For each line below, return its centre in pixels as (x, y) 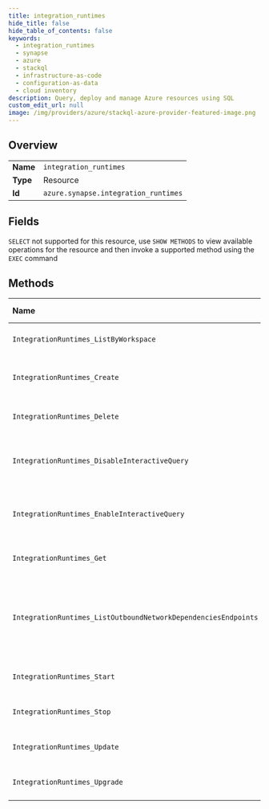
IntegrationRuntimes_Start (64, 677)
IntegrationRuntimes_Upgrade (68, 782)
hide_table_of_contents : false (60, 31)
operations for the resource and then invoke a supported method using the (131, 249)
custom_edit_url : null (46, 105)
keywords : (25, 38)
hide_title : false (39, 23)
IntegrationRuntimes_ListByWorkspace (84, 339)
